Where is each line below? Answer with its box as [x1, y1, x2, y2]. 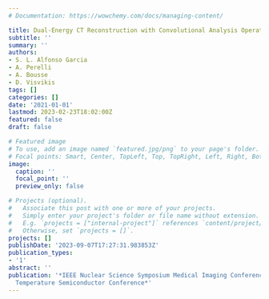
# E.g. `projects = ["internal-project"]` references [8, 219, 199, 227]
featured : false [8, 115, 62, 124]
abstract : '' [8, 264, 52, 272]
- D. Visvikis [8, 78, 56, 87]
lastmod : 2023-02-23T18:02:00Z [8, 108, 113, 116]
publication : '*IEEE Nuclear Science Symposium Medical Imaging [8, 271, 227, 279]
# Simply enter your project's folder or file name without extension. [8, 212, 260, 220]
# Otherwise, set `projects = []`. [8, 226, 134, 235]
